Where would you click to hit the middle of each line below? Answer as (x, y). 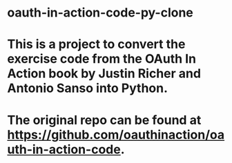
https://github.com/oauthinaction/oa (116, 134)
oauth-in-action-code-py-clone (100, 13)
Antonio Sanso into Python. (87, 88)
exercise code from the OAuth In (102, 59)
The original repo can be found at (104, 120)
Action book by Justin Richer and (104, 74)
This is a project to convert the (96, 45)
